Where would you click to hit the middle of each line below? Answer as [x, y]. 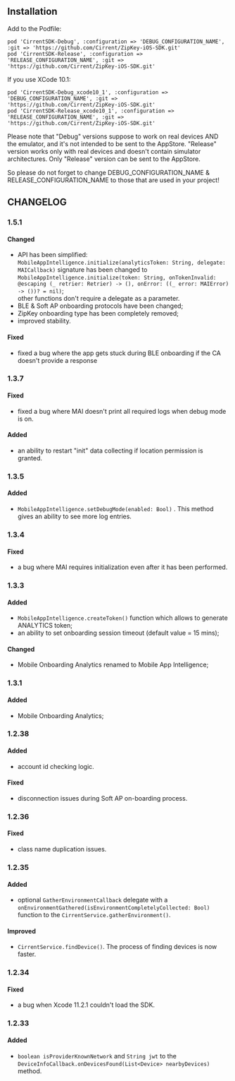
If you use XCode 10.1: [39, 79]
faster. [27, 954]
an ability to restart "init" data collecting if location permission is [110, 450]
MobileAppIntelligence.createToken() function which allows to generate [123, 618]
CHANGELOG [37, 202]
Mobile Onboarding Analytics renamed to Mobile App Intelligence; [113, 665]
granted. [30, 458]
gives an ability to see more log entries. [75, 516]
